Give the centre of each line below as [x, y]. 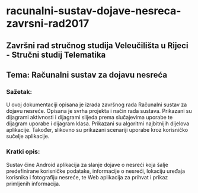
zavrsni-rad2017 [48, 23]
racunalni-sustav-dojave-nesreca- [94, 11]
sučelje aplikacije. [28, 136]
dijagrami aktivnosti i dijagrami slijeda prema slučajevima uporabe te [90, 118]
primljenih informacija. [33, 183]
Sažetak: [19, 91]
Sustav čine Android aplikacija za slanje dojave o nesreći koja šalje [87, 164]
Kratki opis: [23, 151]
